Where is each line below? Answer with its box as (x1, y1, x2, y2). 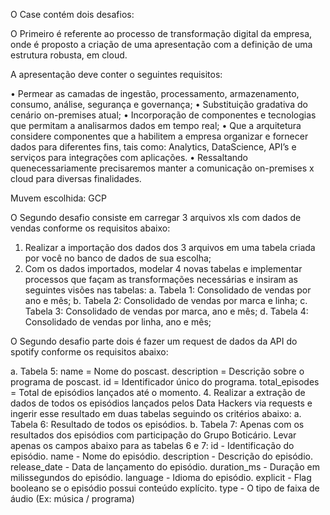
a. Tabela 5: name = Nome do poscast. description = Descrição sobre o (10, 365, 305, 377)
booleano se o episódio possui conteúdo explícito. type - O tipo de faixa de (10, 482, 320, 494)
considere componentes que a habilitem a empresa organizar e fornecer (10, 130, 309, 142)
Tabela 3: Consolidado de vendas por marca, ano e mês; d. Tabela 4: (24, 305, 309, 317)
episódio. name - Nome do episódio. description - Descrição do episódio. (10, 450, 313, 462)
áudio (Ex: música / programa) (10, 493, 135, 504)
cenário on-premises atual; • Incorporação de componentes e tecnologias (10, 109, 317, 121)
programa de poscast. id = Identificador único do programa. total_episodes (10, 376, 320, 388)
